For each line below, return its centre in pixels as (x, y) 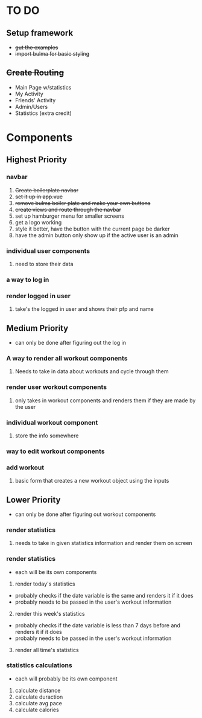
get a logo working (38, 222)
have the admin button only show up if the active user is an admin (97, 235)
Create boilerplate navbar (47, 190)
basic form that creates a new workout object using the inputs (92, 481)
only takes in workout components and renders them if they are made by (105, 400)
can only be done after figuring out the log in (71, 343)
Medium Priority (37, 328)
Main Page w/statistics (43, 87)
